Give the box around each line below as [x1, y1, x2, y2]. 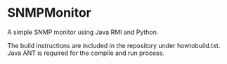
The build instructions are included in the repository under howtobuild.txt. [7, 41, 221, 49]
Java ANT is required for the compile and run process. [7, 49, 165, 57]
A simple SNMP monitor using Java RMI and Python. [7, 28, 159, 36]
